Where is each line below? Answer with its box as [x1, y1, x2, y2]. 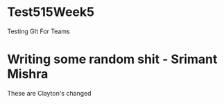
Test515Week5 [7, 4, 95, 20]
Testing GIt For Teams [7, 27, 71, 35]
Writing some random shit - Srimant [7, 51, 218, 67]
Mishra [7, 67, 49, 82]
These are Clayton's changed [7, 89, 92, 97]
